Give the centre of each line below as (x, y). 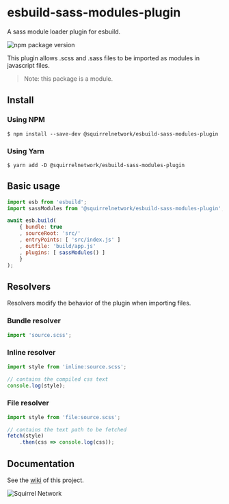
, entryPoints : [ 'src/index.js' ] (70, 240)
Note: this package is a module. (68, 78)
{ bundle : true (41, 227)
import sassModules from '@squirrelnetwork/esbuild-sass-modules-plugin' (114, 208)
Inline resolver (31, 353)
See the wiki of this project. (45, 480)
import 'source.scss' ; (39, 335)
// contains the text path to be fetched (67, 429)
